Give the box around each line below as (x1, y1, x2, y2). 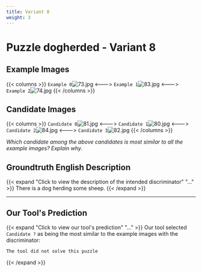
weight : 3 (6, 14, 31, 21)
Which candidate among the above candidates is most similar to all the (6, 138, 183, 145)
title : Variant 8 (6, 8, 50, 15)
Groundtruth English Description (6, 162, 131, 172)
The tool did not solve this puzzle (6, 248, 98, 254)
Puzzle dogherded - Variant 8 (6, 40, 156, 54)
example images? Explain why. (6, 145, 83, 152)
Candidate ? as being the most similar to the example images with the (6, 230, 179, 237)
